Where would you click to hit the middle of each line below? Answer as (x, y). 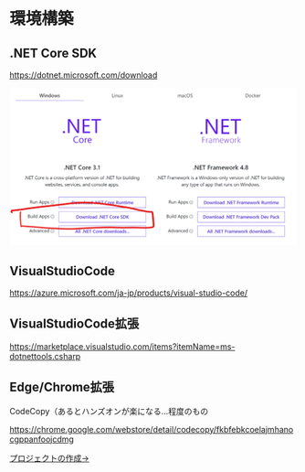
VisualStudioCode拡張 (74, 324)
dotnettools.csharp (45, 356)
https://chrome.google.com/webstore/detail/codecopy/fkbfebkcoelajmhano (152, 429)
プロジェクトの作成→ (49, 457)
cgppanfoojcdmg (42, 439)
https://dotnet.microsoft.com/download (84, 75)
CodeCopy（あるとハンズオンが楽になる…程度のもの (109, 411)
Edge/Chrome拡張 (62, 387)
